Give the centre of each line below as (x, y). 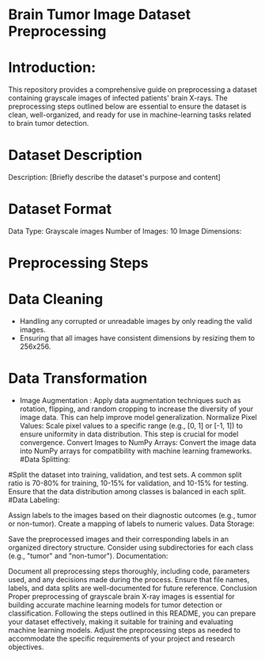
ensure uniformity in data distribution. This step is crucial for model (129, 434)
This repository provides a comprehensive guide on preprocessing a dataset (132, 90)
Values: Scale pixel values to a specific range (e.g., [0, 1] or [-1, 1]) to (131, 426)
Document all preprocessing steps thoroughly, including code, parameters (129, 571)
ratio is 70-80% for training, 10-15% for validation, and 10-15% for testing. (129, 483)
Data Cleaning (56, 299)
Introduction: (52, 68)
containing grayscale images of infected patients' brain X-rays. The (118, 98)
